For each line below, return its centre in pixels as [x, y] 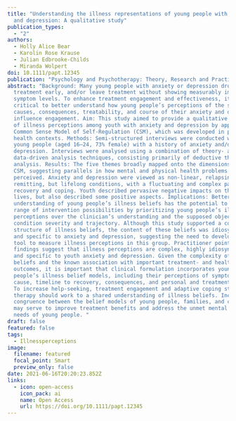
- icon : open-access [44, 387]
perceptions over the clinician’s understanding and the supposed [113, 217]
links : [17, 380]
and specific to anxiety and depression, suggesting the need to [111, 237]
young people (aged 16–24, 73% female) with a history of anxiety [113, 145]
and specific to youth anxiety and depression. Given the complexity [117, 256]
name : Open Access [47, 400]
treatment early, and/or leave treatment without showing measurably [117, 92]
